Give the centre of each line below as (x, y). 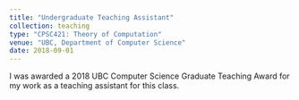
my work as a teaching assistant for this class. (94, 86)
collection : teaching (50, 26)
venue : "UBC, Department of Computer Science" (98, 42)
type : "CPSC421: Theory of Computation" (86, 34)
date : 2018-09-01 (42, 51)
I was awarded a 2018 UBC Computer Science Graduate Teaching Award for (149, 76)
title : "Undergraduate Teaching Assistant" (92, 17)
